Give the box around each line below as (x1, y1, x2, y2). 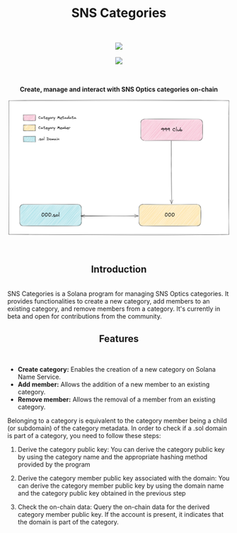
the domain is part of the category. (17, 518, 119, 527)
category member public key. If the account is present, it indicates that (17, 510, 224, 519)
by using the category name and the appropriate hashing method (17, 453, 208, 462)
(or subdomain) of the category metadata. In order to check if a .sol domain (7, 424, 228, 432)
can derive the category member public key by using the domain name (17, 481, 224, 490)
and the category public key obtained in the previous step (17, 489, 186, 498)
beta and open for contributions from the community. (7, 312, 163, 321)
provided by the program (17, 460, 91, 469)
